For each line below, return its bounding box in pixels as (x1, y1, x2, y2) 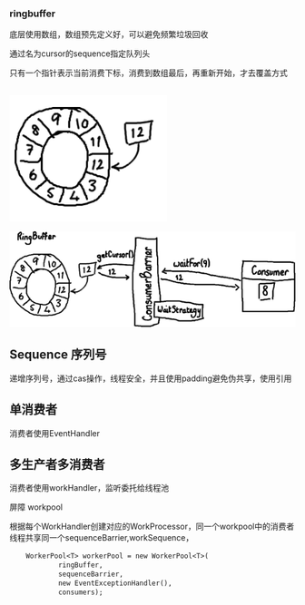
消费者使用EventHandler (9, 427, 100, 438)
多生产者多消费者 (9, 457, 105, 473)
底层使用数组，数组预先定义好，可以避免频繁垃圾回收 (9, 29, 209, 40)
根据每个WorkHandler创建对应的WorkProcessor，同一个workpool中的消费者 (9, 521, 295, 532)
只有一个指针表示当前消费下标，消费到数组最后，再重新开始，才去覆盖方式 (9, 67, 288, 79)
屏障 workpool (9, 502, 64, 512)
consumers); (57, 588, 103, 597)
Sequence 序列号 (9, 347, 107, 363)
